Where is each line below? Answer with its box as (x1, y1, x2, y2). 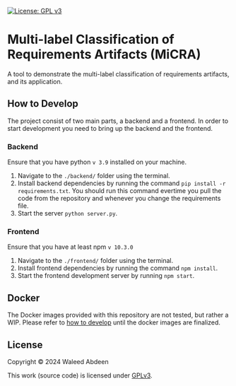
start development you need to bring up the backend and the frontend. (7, 124, 213, 132)
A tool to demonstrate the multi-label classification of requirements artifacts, (7, 69, 230, 78)
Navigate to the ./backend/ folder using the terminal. (17, 172, 171, 180)
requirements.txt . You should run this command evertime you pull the (17, 187, 222, 195)
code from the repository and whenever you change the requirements (17, 194, 221, 203)
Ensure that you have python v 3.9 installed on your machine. (7, 158, 187, 166)
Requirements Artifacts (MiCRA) (7, 47, 201, 63)
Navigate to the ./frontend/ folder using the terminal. (17, 257, 174, 265)
